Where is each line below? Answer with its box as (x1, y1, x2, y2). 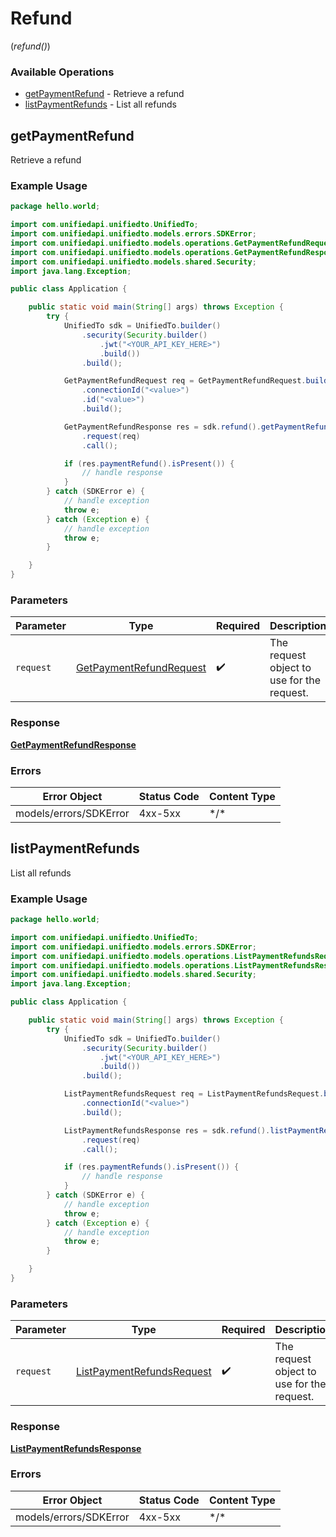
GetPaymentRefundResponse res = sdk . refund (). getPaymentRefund (63, 422, 333, 432)
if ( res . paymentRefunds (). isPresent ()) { (63, 1162, 240, 1172)
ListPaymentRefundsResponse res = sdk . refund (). (63, 1125, 271, 1136)
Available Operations (10, 65, 115, 79)
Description (269, 619, 327, 633)
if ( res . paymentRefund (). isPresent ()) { (63, 458, 235, 469)
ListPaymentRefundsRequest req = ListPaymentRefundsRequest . (63, 1089, 325, 1099)
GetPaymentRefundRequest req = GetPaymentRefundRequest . (63, 376, 307, 386)
